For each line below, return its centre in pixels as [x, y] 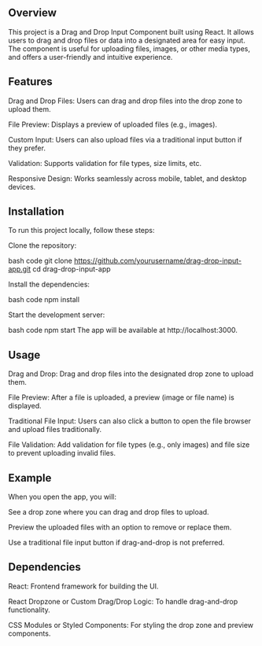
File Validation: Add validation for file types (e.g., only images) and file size [129, 445]
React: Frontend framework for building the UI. [83, 586]
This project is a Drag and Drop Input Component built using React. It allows [131, 31]
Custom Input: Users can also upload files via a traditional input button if [125, 139]
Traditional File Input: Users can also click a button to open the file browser [130, 421]
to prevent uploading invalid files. [62, 453]
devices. [22, 186]
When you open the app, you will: [62, 497]
